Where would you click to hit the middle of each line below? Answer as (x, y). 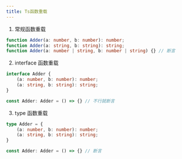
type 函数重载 (31, 113)
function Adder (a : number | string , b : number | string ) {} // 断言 (91, 51)
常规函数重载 (30, 29)
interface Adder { (28, 74)
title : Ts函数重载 (27, 11)
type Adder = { (25, 124)
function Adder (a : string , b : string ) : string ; (65, 45)
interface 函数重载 (36, 63)
